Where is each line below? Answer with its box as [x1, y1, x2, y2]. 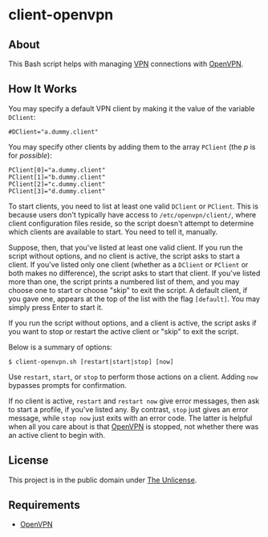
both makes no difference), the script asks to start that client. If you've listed [8, 268, 261, 278]
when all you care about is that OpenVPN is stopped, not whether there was [8, 421, 259, 432]
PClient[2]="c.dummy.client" [8, 180, 106, 188]
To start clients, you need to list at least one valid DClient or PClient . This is [8, 201, 259, 211]
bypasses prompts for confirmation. [8, 380, 127, 390]
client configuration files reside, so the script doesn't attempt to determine [8, 218, 254, 228]
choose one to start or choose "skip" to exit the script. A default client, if [8, 285, 248, 295]
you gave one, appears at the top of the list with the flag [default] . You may [8, 294, 261, 304]
